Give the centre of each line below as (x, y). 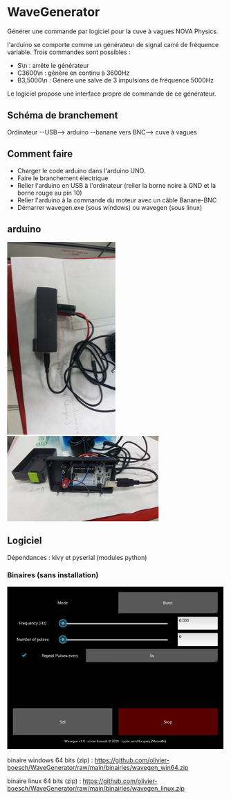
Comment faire (40, 154)
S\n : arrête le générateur (53, 65)
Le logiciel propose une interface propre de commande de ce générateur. (112, 94)
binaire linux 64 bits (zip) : (44, 781)
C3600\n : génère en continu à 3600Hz (73, 73)
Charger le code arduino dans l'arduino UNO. (81, 170)
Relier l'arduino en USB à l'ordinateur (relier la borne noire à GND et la (117, 185)
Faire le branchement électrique (63, 178)
